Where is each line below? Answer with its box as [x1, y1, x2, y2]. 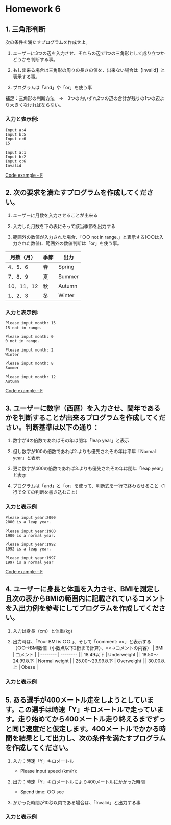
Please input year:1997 [5, 555, 56, 560]
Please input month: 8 [5, 361, 54, 366]
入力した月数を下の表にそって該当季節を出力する [12, 223, 116, 230]
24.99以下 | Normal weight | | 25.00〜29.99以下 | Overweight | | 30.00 [12, 658, 161, 664]
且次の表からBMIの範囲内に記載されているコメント [5, 594, 165, 603]
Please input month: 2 [5, 347, 54, 353]
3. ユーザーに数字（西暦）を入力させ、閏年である [5, 404, 161, 412]
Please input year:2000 [5, 515, 56, 520]
